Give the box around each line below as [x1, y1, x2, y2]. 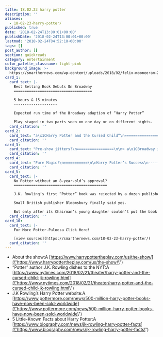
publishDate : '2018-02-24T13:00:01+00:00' [5, 35, 92, 39]
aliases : [5, 16, 23, 21]
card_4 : [5, 156, 21, 161]
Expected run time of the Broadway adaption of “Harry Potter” [14, 111, 145, 116]
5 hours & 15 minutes [14, 97, 57, 102]
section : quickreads [5, 52, 47, 57]
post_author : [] [5, 48, 38, 53]
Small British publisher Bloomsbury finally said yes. [14, 201, 127, 206]
